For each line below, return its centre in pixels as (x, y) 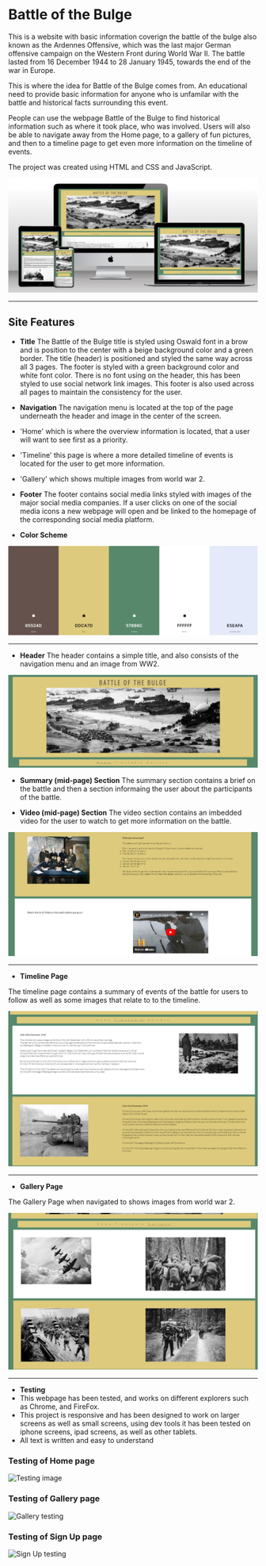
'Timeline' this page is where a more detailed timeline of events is (126, 455)
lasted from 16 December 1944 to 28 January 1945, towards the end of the (129, 62)
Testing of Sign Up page (55, 1537)
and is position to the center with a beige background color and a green (136, 350)
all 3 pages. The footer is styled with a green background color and (129, 367)
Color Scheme (44, 535)
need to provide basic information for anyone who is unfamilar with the (123, 94)
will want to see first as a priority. (74, 439)
